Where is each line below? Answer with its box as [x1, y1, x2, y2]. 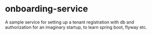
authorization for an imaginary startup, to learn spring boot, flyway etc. [5, 24, 148, 30]
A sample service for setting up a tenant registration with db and [5, 19, 134, 25]
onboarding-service [5, 3, 88, 14]
